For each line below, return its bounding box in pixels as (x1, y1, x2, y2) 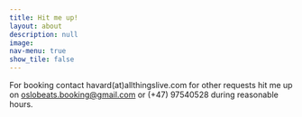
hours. (9, 99, 33, 109)
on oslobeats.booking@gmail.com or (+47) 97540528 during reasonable (9, 89, 279, 100)
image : (9, 38, 34, 48)
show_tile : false (9, 55, 75, 64)
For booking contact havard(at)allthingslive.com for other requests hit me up (9, 80, 293, 90)
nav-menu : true (9, 47, 67, 56)
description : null (9, 30, 78, 39)
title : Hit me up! (9, 13, 78, 22)
